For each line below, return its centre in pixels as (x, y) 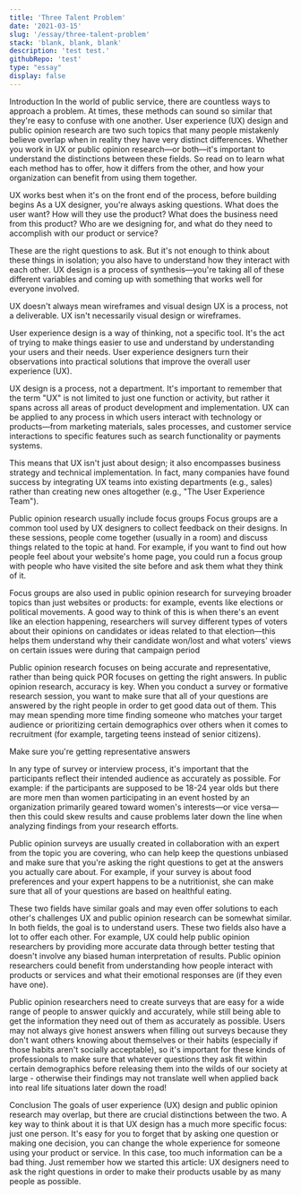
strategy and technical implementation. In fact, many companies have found (149, 472)
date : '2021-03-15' (46, 26)
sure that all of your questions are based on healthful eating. (120, 891)
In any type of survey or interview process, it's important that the (129, 768)
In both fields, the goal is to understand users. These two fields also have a (148, 927)
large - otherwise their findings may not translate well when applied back (144, 1078)
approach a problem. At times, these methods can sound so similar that (141, 111)
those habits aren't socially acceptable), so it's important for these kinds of (147, 1049)
